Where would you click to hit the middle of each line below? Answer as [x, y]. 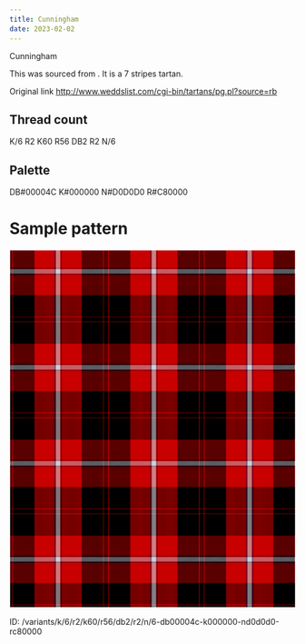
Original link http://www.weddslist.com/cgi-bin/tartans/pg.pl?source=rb [143, 91]
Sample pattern [69, 229]
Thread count [49, 120]
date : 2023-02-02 [42, 29]
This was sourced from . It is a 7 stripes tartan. [96, 74]
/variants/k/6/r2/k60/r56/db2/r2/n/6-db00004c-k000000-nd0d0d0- [150, 622]
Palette [30, 170]
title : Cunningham [44, 19]
